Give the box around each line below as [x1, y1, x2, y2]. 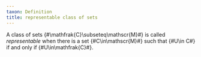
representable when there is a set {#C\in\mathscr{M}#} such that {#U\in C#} [6, 37, 196, 44]
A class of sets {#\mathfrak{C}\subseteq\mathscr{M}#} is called [6, 31, 166, 38]
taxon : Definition [6, 8, 52, 15]
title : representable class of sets [6, 14, 98, 20]
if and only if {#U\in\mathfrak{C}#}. [6, 43, 94, 51]
